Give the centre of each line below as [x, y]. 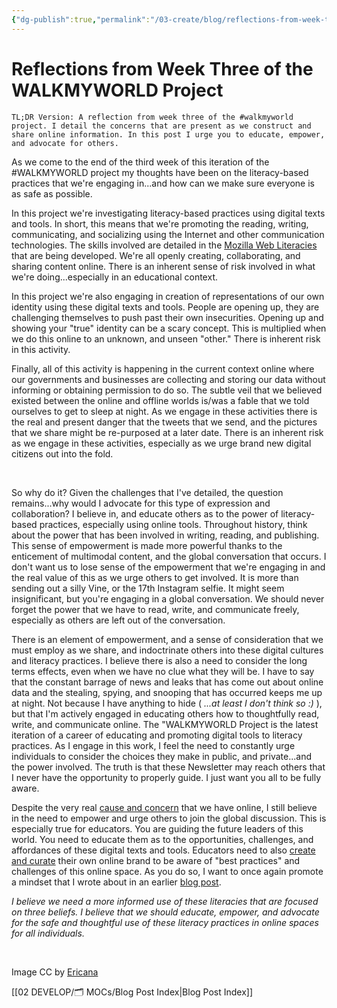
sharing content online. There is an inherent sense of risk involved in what [163, 266]
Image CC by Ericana [55, 972]
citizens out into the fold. [62, 453]
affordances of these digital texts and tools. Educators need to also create [163, 850]
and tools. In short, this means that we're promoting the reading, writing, [160, 223]
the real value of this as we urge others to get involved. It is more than [155, 577]
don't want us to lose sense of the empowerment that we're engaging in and [168, 567]
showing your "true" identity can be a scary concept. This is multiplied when [169, 328]
